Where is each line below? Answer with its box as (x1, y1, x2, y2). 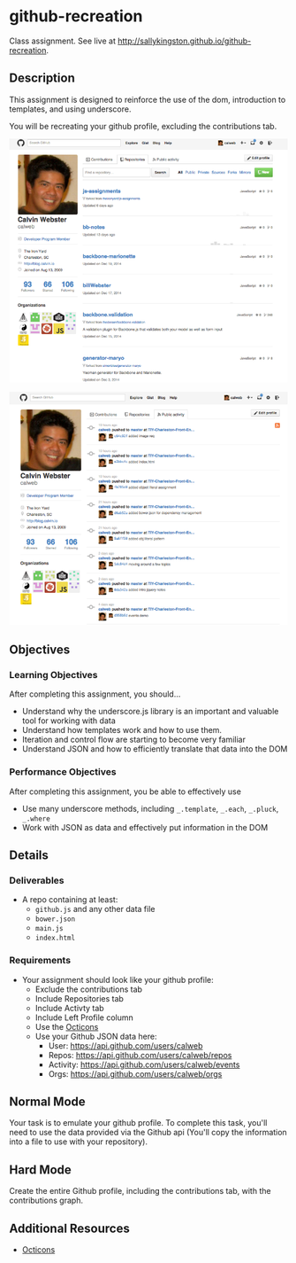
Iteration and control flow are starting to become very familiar (21, 734, 246, 745)
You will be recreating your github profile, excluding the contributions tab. (9, 121, 277, 131)
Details (9, 848, 49, 863)
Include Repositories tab (34, 993, 124, 1003)
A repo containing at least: (21, 894, 118, 905)
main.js (34, 924, 64, 933)
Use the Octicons (34, 1021, 99, 1032)
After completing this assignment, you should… (9, 689, 181, 699)
